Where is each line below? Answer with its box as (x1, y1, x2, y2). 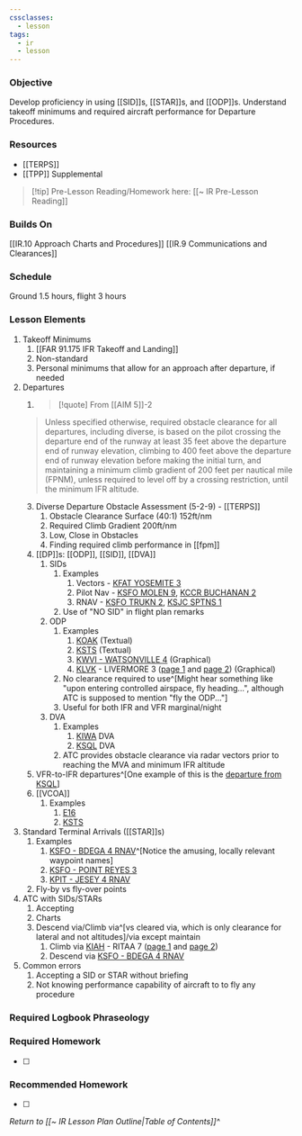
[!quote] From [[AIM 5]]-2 (58, 399, 153, 410)
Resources (9, 139, 58, 151)
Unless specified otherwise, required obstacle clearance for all (44, 416, 278, 428)
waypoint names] (49, 854, 114, 865)
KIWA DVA (75, 730, 115, 741)
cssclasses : (9, 13, 54, 23)
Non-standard (35, 353, 88, 364)
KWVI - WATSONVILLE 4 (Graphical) (75, 654, 211, 664)
